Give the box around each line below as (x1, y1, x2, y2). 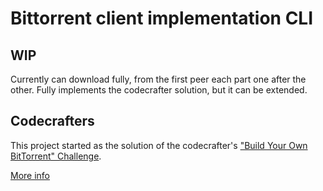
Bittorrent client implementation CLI (10, 7, 314, 30)
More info (10, 169, 51, 181)
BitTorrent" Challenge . (10, 150, 102, 162)
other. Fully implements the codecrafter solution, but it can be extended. (10, 84, 308, 96)
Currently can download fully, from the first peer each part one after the (10, 73, 307, 85)
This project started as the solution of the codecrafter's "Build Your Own (10, 139, 308, 151)
